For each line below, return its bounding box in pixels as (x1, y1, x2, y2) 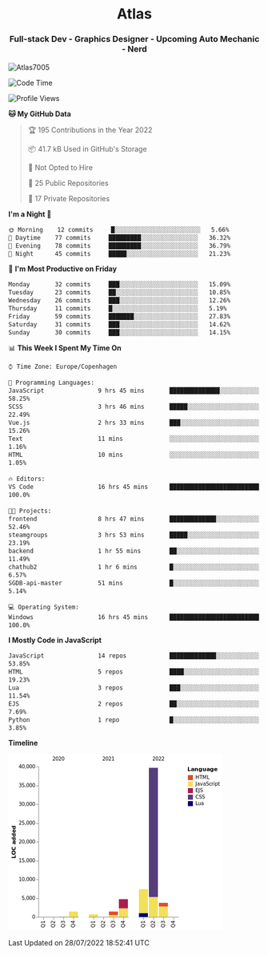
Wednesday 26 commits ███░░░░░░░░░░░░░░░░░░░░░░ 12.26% (8, 297, 230, 305)
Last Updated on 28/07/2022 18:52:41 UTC (8, 938, 150, 948)
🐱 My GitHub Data (8, 109, 72, 119)
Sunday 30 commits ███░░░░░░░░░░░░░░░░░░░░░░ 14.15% (8, 329, 230, 337)
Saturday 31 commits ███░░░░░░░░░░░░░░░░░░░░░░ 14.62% (8, 321, 230, 329)
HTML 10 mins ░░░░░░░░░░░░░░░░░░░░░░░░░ (8, 451, 260, 459)
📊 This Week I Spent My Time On (8, 343, 122, 353)
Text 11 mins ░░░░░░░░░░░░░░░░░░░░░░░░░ (8, 435, 260, 443)
